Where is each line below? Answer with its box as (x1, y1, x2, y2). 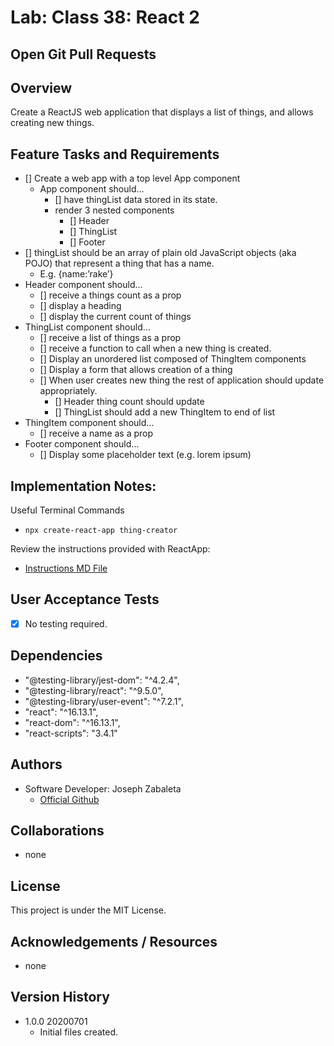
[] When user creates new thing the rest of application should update (39, 374, 325, 386)
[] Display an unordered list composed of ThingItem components (39, 353, 307, 365)
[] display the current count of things (39, 311, 192, 323)
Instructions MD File (24, 562, 108, 575)
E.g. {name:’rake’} (39, 268, 114, 280)
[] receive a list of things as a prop (39, 332, 182, 344)
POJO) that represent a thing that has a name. (24, 257, 215, 270)
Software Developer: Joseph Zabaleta (24, 782, 182, 795)
